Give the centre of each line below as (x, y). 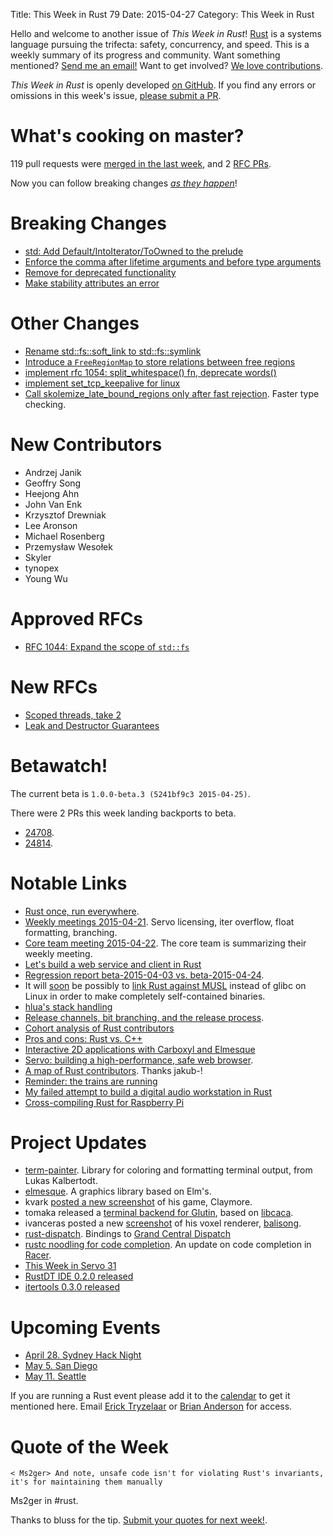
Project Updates (79, 1142)
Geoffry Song (53, 483)
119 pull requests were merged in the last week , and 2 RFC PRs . (141, 163)
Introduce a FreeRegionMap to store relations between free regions (160, 361)
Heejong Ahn (52, 493)
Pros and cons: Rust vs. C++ (83, 1038)
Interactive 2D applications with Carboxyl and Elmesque (140, 1049)
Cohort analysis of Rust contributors (99, 1028)
